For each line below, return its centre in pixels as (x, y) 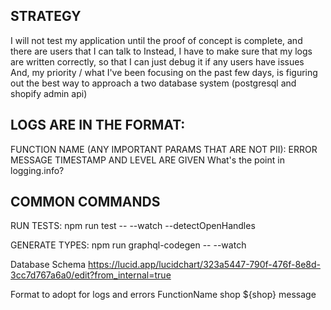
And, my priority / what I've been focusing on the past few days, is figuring (164, 72)
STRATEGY (46, 16)
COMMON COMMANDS (85, 202)
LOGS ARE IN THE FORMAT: (98, 125)
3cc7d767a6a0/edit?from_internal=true (91, 275)
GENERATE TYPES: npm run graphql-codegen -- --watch (128, 245)
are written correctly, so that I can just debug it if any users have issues (157, 61)
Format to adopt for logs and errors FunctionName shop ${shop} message (163, 295)
